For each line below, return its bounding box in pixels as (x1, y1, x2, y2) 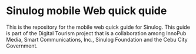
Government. (6, 42, 38, 49)
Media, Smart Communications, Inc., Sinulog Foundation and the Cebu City (6, 36, 188, 43)
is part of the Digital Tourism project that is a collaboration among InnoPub (6, 29, 187, 36)
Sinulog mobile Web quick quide (6, 4, 167, 18)
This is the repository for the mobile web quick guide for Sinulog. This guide (6, 23, 190, 31)
